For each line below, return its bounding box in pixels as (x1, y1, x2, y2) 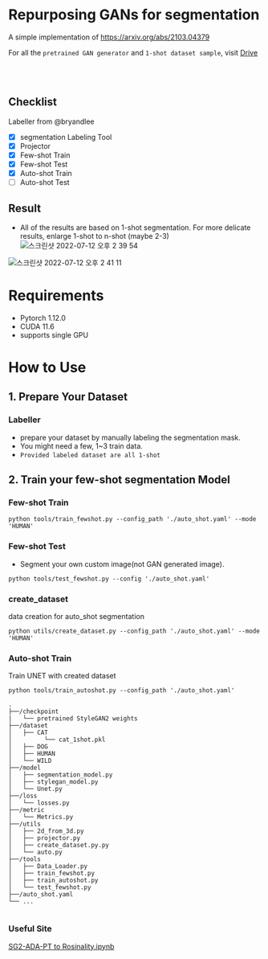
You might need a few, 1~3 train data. (19, 441, 143, 451)
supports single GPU (19, 330, 89, 339)
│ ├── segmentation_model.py (8, 771, 113, 779)
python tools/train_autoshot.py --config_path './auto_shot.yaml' (8, 686, 235, 695)
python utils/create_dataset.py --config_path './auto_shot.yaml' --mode (8, 627, 261, 636)
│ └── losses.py (8, 799, 70, 807)
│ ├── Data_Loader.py (8, 863, 88, 871)
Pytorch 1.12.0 (19, 313, 67, 322)
